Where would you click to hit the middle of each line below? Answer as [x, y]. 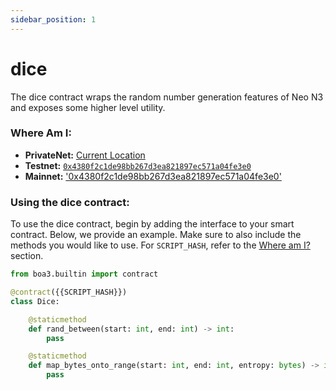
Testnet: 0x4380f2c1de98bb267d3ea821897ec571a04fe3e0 [138, 165]
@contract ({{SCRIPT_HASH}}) [69, 292]
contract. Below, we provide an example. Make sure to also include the [156, 235]
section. [27, 256]
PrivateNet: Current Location [85, 155]
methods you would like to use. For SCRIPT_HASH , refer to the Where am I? [160, 245]
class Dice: [35, 301]
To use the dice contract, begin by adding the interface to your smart [152, 224]
